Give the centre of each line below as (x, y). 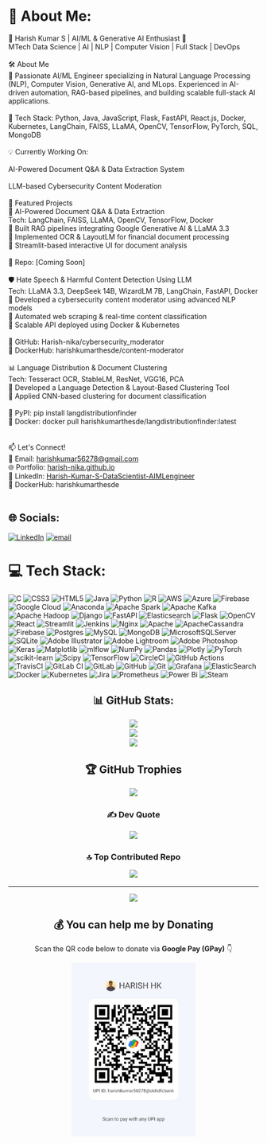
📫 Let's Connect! (37, 447)
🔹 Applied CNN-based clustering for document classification (107, 396)
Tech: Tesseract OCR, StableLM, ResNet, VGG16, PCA (96, 379)
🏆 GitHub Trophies (133, 769)
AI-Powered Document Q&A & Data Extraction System (97, 169)
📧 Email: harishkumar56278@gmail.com (74, 458)
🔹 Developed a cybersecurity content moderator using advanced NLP (122, 299)
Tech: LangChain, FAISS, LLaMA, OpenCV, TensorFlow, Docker (111, 220)
